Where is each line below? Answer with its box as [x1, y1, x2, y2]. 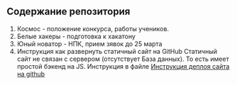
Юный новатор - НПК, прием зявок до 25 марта [16, 39, 162, 48]
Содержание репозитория [6, 6, 131, 18]
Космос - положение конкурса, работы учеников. [16, 24, 170, 33]
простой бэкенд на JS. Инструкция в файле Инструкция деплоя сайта [16, 62, 230, 70]
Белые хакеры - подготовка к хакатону [16, 32, 136, 40]
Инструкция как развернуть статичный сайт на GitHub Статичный [16, 47, 218, 55]
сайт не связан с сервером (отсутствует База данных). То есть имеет [16, 55, 229, 63]
